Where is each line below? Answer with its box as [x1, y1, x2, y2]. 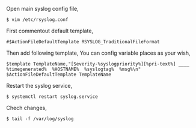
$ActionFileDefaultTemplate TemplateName [6, 72, 112, 78]
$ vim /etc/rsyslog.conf [6, 17, 69, 23]
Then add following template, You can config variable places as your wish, [6, 49, 191, 56]
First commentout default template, [6, 27, 94, 34]
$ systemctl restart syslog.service [6, 94, 98, 100]
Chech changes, [6, 105, 47, 111]
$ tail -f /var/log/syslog [6, 116, 74, 122]
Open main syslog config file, [6, 5, 79, 12]
